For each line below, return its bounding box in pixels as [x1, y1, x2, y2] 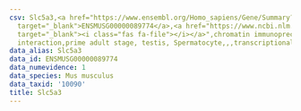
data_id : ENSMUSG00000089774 [9, 55, 118, 64]
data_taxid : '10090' [9, 80, 87, 89]
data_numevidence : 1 [9, 64, 87, 73]
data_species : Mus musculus [9, 72, 115, 81]
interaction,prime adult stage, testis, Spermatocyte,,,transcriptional [17, 38, 295, 47]
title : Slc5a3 [9, 88, 63, 97]
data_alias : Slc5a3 [9, 47, 82, 55]
